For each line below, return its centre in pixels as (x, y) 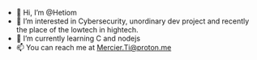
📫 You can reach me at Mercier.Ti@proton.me (94, 47)
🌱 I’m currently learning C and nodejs (78, 38)
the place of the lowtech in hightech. (77, 30)
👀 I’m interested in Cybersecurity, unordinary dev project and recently (133, 21)
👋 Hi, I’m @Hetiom (46, 13)
